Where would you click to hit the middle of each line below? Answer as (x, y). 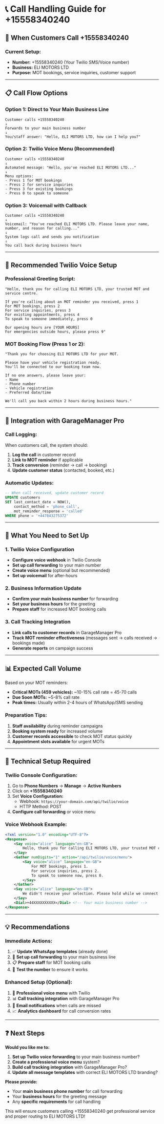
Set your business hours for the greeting (54, 604)
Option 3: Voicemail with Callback (46, 205)
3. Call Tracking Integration (38, 622)
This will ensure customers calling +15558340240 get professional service (80, 1111)
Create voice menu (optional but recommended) (61, 570)
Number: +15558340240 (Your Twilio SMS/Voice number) (71, 62)
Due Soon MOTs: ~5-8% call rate (46, 697)
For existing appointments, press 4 (42, 314)
